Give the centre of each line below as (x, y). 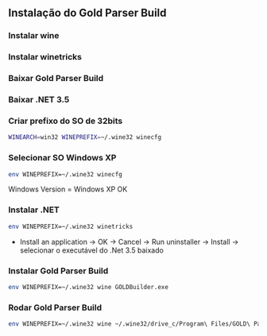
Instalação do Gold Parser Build (87, 13)
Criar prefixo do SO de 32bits (66, 121)
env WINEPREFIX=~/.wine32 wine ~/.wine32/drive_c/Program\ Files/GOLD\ (129, 324)
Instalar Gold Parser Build (58, 271)
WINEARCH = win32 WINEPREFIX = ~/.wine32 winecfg (85, 137)
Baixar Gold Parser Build (56, 79)
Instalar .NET (34, 210)
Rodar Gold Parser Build (55, 307)
